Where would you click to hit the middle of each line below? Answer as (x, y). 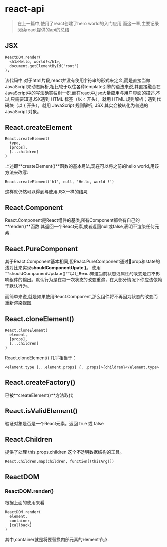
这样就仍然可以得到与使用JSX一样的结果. (47, 192)
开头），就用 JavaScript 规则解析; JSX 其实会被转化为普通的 (87, 105)
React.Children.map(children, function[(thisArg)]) (60, 462)
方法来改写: (17, 172)
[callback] (21, 525)
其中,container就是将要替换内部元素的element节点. (57, 540)
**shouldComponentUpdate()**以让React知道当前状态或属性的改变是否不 (80, 274)
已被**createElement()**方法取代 (39, 395)
